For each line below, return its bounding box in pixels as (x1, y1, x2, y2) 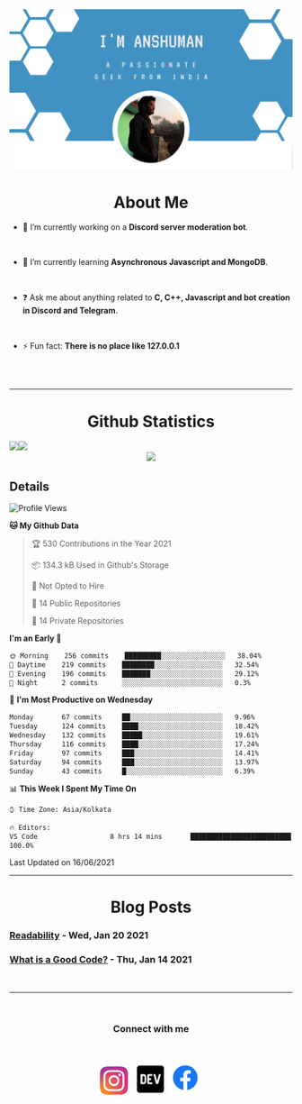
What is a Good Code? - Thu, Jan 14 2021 (9, 953, 192, 966)
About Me (113, 192, 189, 213)
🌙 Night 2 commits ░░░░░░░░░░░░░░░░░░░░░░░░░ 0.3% (9, 679, 252, 688)
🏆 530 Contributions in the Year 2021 (31, 538, 172, 549)
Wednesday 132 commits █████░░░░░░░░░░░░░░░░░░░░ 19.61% (9, 731, 259, 740)
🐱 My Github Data (9, 520, 79, 531)
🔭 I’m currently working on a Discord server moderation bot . (22, 222, 249, 233)
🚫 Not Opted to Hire (31, 580, 105, 591)
